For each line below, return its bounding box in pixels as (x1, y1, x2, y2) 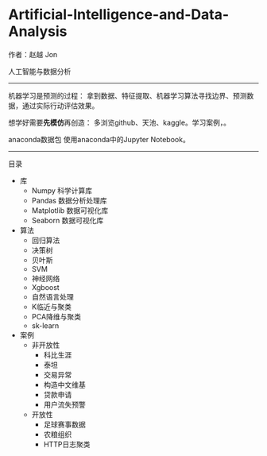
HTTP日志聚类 (43, 439, 91, 449)
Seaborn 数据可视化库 (31, 215, 104, 225)
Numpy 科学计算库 (31, 185, 93, 195)
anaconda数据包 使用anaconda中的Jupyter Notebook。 (8, 134, 191, 144)
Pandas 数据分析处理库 (31, 195, 107, 205)
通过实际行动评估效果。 (21, 101, 99, 110)
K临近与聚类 (31, 302, 72, 311)
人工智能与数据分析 (8, 66, 72, 76)
